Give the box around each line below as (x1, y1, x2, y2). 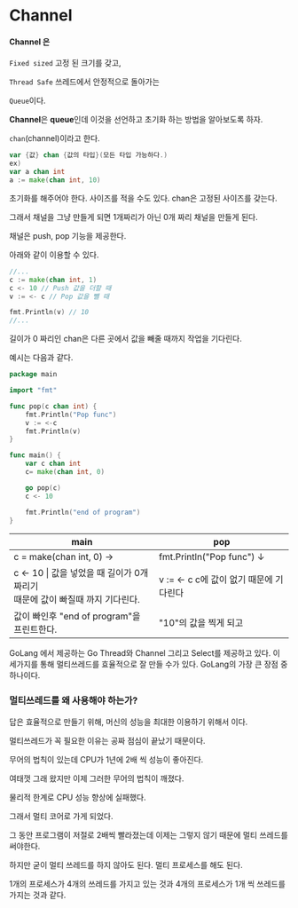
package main (9, 370, 58, 379)
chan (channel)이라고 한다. (9, 133, 100, 144)
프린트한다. (13, 623, 58, 636)
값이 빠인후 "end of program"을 (13, 610, 141, 622)
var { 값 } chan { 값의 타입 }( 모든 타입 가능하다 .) (9, 151, 169, 160)
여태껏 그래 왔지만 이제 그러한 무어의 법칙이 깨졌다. (9, 773, 184, 784)
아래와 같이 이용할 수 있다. (9, 249, 99, 260)
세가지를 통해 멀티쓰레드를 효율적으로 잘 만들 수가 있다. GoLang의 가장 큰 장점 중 (9, 659, 288, 670)
